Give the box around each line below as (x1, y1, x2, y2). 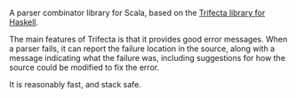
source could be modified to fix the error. (9, 62, 160, 72)
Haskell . (9, 17, 39, 27)
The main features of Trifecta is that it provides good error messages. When (9, 34, 288, 44)
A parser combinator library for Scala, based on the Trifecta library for (9, 8, 266, 18)
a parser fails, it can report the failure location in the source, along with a (9, 43, 276, 54)
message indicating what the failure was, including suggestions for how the (9, 53, 286, 63)
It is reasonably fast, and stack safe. (9, 79, 142, 89)
